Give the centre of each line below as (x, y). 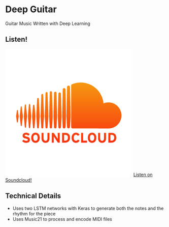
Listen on (143, 175)
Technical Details (33, 196)
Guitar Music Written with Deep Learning (48, 23)
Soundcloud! (19, 180)
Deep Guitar (31, 9)
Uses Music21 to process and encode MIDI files (62, 219)
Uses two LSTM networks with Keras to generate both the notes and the (88, 208)
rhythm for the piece (34, 214)
